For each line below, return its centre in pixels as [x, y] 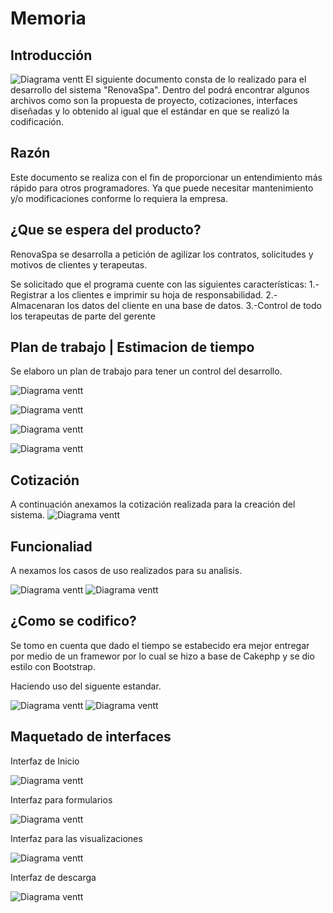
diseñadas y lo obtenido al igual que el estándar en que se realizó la [150, 111]
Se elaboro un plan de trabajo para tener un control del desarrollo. [146, 371]
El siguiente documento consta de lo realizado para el [196, 79]
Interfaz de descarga [53, 877]
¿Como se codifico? [73, 621]
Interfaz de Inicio [45, 761]
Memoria [48, 18]
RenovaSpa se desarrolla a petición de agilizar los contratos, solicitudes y [162, 254]
